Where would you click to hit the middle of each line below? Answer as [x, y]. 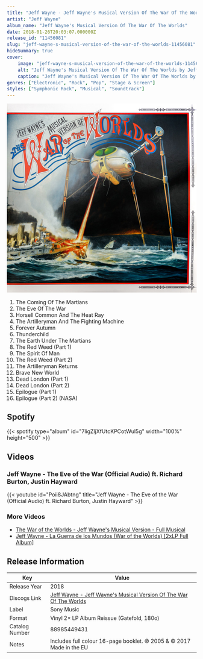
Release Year [26, 586]
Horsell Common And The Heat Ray [60, 315]
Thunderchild [32, 334]
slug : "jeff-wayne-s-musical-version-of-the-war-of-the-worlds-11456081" [101, 45]
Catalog [19, 626]
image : [26, 63]
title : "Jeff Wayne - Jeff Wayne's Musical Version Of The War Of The [97, 13]
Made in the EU [69, 648]
